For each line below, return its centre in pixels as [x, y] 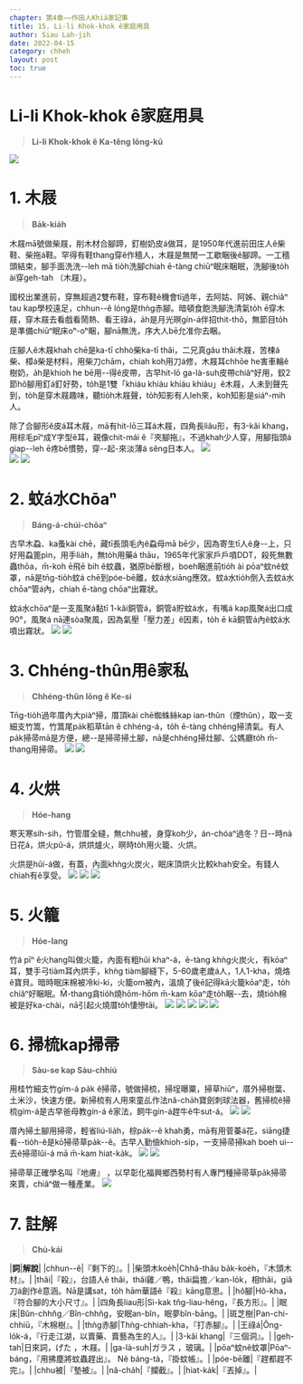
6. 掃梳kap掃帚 [65, 1045]
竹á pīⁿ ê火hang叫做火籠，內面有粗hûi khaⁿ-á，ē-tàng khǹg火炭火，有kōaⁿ [148, 959]
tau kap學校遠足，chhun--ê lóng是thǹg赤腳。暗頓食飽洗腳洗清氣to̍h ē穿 [143, 308]
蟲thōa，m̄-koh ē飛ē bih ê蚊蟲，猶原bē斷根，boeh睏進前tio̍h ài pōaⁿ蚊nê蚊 [149, 566]
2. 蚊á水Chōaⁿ [63, 499]
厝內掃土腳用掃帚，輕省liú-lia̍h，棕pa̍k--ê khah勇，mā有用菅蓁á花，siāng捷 [150, 1131]
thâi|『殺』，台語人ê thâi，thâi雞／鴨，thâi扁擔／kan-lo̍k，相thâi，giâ [165, 1280]
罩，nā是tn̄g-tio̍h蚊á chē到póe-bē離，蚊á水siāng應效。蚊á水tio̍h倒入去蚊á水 [152, 577]
